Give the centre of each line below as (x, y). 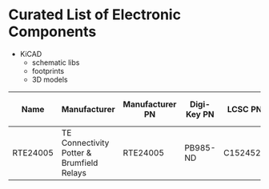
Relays (74, 172)
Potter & (76, 152)
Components (52, 32)
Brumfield (80, 163)
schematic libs (56, 62)
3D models (50, 79)
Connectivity (85, 143)
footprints (48, 70)
